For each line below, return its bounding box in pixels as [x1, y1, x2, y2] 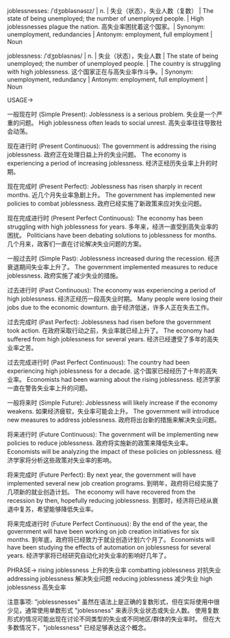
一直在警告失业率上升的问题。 [7, 384, 91, 392]
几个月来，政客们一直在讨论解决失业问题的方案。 [7, 240, 145, 248]
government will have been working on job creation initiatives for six [7, 527, 200, 535]
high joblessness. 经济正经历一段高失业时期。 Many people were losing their [7, 295, 223, 303]
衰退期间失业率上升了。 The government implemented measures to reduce [7, 263, 218, 271]
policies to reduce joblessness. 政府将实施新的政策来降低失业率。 [7, 439, 192, 447]
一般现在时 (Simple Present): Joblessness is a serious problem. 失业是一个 [7, 110, 217, 118]
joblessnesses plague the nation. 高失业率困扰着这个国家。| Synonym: [7, 23, 205, 30]
